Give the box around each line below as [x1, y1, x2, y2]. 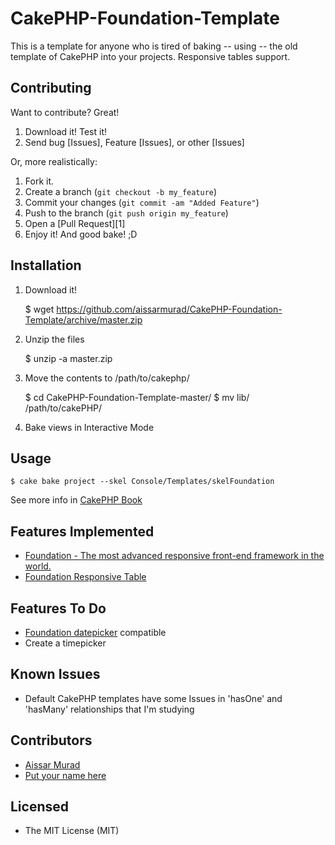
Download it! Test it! [24, 125, 108, 137]
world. [24, 560, 52, 572]
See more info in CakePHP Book [10, 494, 143, 506]
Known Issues [10, 666, 101, 683]
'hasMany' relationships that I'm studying [24, 703, 195, 715]
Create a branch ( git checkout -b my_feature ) [24, 185, 218, 197]
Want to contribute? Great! [10, 106, 120, 118]
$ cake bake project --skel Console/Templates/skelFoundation [10, 477, 275, 487]
